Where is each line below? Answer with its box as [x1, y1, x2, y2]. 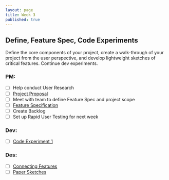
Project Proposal [12, 91, 48, 97]
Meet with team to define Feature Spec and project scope [12, 96, 135, 102]
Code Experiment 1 [12, 139, 53, 145]
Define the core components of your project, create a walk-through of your [5, 50, 164, 56]
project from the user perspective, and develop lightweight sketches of [5, 55, 156, 61]
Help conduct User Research [12, 85, 74, 91]
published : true [5, 17, 40, 22]
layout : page [5, 7, 33, 13]
